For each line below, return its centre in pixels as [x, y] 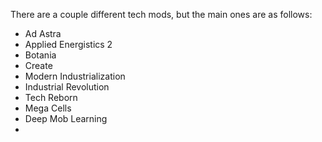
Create [38, 65]
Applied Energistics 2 [68, 44]
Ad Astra [43, 33]
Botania [40, 55]
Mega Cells [48, 108]
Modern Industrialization [75, 76]
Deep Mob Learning [66, 118]
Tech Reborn [51, 97]
